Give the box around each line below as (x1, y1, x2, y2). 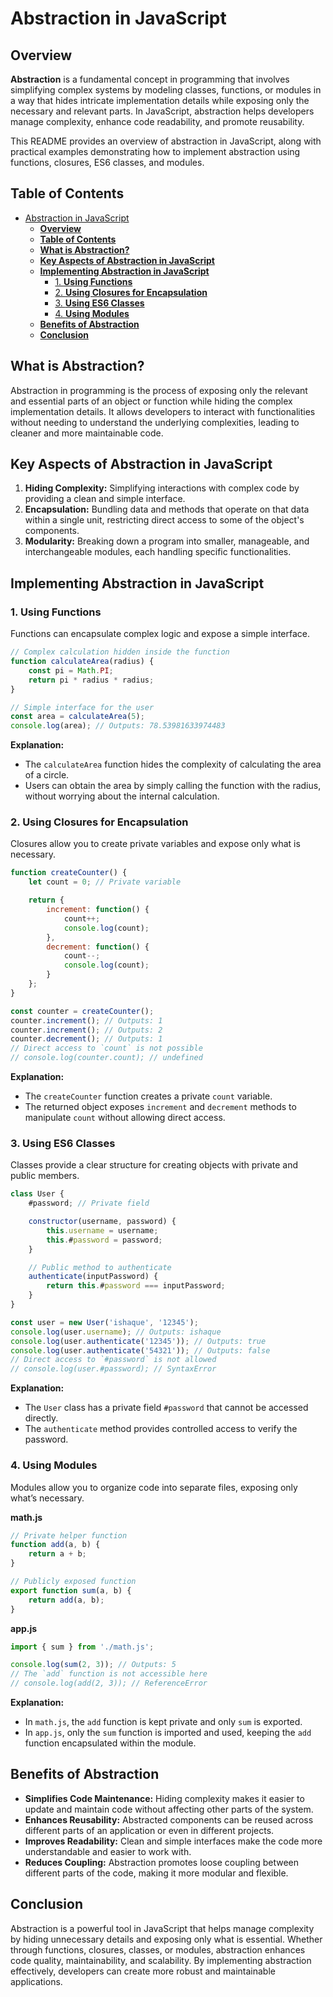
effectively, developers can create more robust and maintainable (10, 1965, 276, 1977)
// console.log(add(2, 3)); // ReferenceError (10, 1678, 208, 1689)
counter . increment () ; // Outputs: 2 (10, 1025, 163, 1035)
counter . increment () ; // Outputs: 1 (10, 1015, 163, 1026)
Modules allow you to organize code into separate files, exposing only (10, 1481, 298, 1493)
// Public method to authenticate (28, 1262, 172, 1272)
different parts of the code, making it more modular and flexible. (24, 1867, 289, 1879)
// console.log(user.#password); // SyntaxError (10, 1364, 217, 1374)
